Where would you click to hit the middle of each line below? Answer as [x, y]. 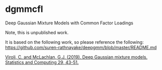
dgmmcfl [24, 9]
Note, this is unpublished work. [37, 32]
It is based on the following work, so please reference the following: [75, 42]
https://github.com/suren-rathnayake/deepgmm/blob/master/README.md [81, 47]
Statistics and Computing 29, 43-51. [42, 62]
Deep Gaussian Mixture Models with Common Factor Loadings [69, 23]
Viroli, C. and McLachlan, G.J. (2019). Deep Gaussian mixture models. [76, 57]
